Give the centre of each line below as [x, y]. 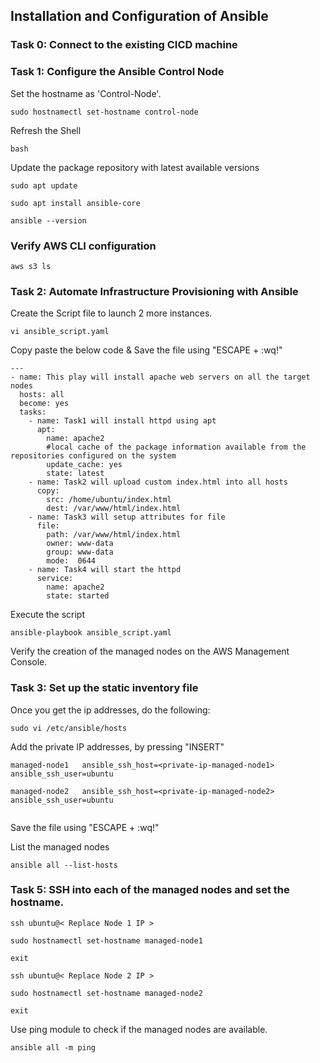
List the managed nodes [60, 846]
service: [55, 579]
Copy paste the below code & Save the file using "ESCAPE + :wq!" [146, 350]
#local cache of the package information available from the [176, 447]
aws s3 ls [31, 266]
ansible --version [48, 220]
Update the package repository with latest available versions [135, 167]
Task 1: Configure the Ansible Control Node [117, 72]
